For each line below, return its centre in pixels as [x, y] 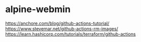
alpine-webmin [38, 9]
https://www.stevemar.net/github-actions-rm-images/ [62, 28]
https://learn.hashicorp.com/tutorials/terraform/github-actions [70, 34]
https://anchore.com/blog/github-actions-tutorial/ [57, 23]
